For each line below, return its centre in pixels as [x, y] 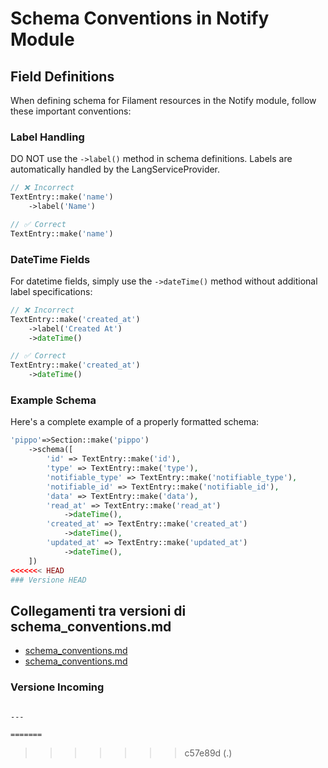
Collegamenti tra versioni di [98, 610]
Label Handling [47, 137]
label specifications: [51, 291]
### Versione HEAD [48, 580]
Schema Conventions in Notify [140, 18]
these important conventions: [71, 111]
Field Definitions [62, 76]
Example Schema [53, 400]
